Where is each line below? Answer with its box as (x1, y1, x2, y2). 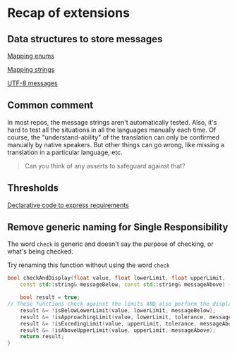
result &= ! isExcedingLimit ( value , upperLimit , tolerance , (20, 320, 197, 327)
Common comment (7, 99, 94, 111)
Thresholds (7, 182, 59, 194)
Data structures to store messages (7, 33, 163, 45)
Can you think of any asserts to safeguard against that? (24, 161, 186, 170)
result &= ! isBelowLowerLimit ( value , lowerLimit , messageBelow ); (20, 306, 217, 314)
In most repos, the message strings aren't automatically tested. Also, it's (7, 118, 217, 126)
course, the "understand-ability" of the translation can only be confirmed (7, 132, 220, 142)
